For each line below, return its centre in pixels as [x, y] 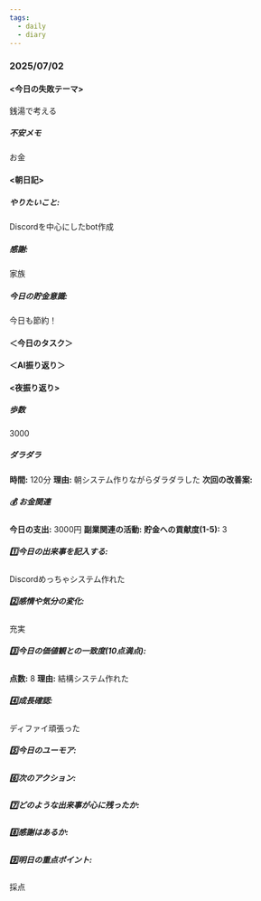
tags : [19, 18]
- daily [32, 26]
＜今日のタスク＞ [41, 343]
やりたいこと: [35, 202]
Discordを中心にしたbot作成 [62, 227]
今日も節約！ [33, 320]
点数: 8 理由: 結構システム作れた [69, 678]
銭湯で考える [33, 110]
